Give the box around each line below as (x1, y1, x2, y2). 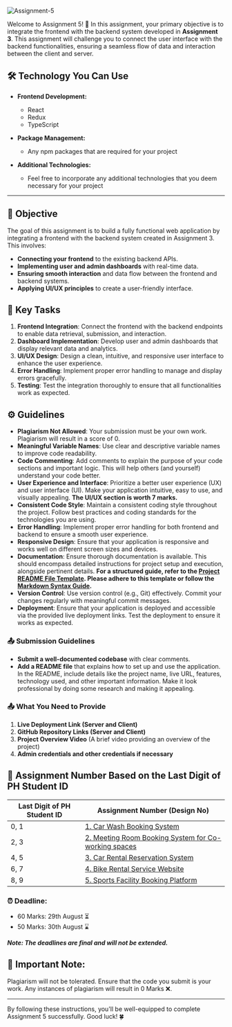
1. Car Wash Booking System (85, 821, 180, 831)
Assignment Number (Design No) (97, 805, 209, 815)
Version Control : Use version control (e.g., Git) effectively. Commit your (17, 589, 222, 597)
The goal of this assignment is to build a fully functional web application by (7, 226, 220, 235)
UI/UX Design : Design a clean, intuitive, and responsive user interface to (17, 352, 224, 360)
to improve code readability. (17, 449, 97, 457)
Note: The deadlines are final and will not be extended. (7, 938, 168, 947)
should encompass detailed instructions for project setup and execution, (17, 560, 224, 568)
